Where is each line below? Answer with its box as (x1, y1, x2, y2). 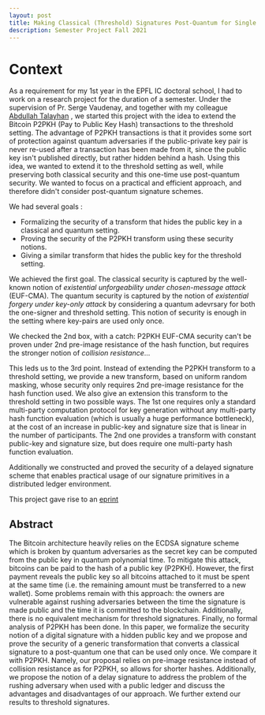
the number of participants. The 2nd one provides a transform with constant (9, 430, 256, 440)
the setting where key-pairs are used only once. (9, 316, 165, 326)
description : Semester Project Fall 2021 (9, 26, 147, 34)
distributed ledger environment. (9, 479, 112, 489)
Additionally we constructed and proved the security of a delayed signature (9, 463, 254, 472)
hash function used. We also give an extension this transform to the (9, 389, 228, 398)
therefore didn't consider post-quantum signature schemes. (9, 187, 203, 196)
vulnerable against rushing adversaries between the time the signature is (9, 597, 246, 607)
